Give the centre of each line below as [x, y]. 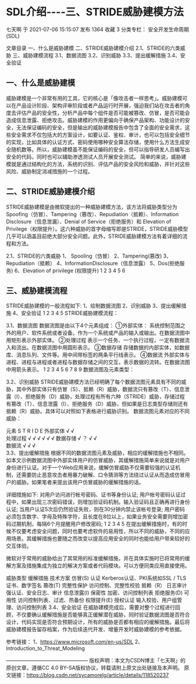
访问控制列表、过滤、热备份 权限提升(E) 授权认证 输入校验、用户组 [97, 600]
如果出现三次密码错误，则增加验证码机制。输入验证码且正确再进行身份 [106, 502]
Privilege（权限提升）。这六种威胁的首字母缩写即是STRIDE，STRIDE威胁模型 [97, 228]
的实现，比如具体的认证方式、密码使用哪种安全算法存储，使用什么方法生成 [95, 142]
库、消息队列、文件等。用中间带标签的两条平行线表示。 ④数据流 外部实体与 [98, 355]
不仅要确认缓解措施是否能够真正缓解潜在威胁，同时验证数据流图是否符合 [103, 615]
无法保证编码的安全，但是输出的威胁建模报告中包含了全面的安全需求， [100, 127]
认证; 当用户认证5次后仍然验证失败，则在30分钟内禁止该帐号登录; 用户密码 [96, 509]
